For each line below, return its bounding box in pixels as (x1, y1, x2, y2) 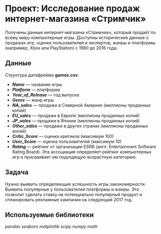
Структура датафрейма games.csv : (5, 72, 79, 78)
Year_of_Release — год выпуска (12, 92, 79, 97)
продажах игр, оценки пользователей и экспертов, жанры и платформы (5, 39, 156, 45)
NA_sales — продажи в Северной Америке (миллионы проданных (12, 102, 151, 108)
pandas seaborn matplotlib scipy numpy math (5, 224, 98, 230)
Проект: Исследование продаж (5, 3, 140, 14)
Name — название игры (12, 81, 62, 87)
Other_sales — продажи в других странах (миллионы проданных (12, 123, 148, 129)
